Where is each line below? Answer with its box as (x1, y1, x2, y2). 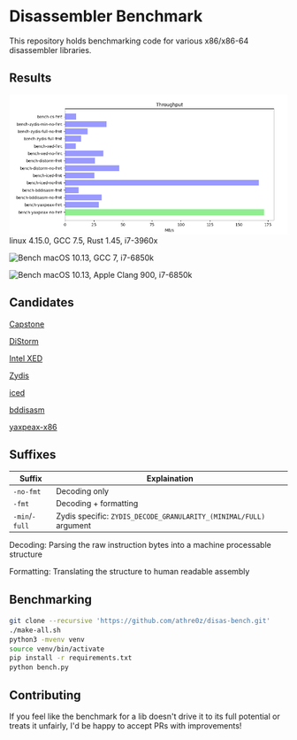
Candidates (9, 295, 74, 311)
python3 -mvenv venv (9, 635, 86, 644)
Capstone (9, 319, 45, 329)
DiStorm (9, 335, 40, 346)
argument (56, 520, 91, 530)
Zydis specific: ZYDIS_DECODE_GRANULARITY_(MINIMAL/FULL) (56, 511, 266, 521)
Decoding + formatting (56, 498, 139, 509)
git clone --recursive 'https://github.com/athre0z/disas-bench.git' (9, 616, 271, 625)
